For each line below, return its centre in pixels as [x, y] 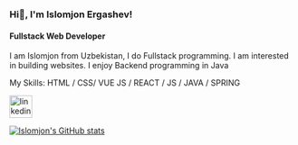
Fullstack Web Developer [58, 36]
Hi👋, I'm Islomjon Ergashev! [71, 14]
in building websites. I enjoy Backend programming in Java [119, 66]
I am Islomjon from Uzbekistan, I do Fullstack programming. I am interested [149, 56]
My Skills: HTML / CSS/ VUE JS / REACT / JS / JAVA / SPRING [125, 83]
